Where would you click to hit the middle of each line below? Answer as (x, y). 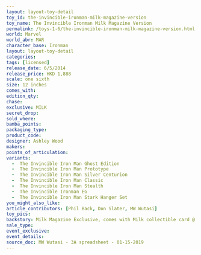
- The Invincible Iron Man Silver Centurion (70, 175)
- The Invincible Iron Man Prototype (60, 169)
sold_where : (21, 118)
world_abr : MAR (25, 40)
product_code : (24, 136)
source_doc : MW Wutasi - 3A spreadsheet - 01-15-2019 (75, 242)
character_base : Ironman (37, 46)
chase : (14, 102)
